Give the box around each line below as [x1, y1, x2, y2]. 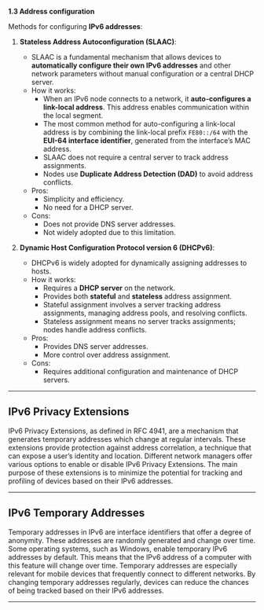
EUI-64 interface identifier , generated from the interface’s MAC [42, 136, 251, 145]
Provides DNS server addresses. [42, 342, 148, 351]
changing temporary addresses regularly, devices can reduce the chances [8, 577, 249, 586]
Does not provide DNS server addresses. [42, 219, 176, 229]
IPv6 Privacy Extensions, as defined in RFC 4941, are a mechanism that [8, 426, 239, 435]
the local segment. [42, 111, 104, 120]
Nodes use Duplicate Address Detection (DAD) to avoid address [42, 169, 254, 178]
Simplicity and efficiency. [42, 194, 125, 204]
